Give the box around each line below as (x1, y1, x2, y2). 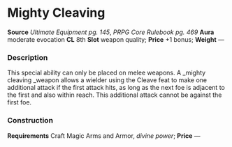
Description (7, 52, 48, 62)
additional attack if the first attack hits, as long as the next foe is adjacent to (7, 84, 225, 92)
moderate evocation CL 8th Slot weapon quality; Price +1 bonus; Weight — (7, 35, 225, 43)
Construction (7, 116, 54, 125)
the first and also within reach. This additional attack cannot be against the (7, 91, 222, 99)
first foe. (7, 98, 32, 107)
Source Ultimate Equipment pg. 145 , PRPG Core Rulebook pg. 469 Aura (7, 28, 215, 36)
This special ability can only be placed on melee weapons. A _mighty (7, 68, 206, 77)
